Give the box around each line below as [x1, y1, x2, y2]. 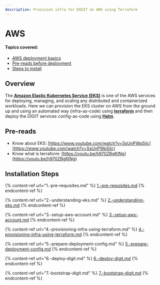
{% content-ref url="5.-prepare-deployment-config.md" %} [5, 241, 125, 247]
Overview [5, 80, 35, 88]
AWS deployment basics [12, 55, 62, 61]
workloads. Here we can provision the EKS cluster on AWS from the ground [5, 103, 156, 108]
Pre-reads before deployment [12, 60, 72, 66]
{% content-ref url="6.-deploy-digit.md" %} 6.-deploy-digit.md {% [5, 256, 138, 262]
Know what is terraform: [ [12, 150, 64, 156]
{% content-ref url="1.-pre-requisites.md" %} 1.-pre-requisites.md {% [5, 183, 144, 189]
